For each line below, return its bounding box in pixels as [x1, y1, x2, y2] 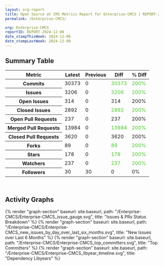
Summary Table [5, 57, 54, 65]
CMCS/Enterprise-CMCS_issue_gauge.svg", [5, 214, 94, 220]
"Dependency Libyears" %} [5, 255, 61, 261]
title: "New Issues [116, 229, 151, 235]
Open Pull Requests [10, 115, 57, 122]
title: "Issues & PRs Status [94, 214, 146, 220]
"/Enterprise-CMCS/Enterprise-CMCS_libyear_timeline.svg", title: [5, 250, 136, 256]
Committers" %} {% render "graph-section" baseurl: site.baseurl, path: [5, 245, 148, 251]
